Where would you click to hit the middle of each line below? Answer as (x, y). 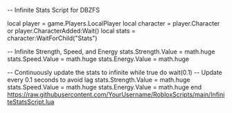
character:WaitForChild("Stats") (52, 38)
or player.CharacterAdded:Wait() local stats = (72, 31)
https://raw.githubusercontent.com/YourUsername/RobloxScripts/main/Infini (116, 94)
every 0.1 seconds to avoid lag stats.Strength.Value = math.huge (99, 80)
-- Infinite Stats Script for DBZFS (54, 10)
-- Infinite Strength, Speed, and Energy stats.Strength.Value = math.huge (111, 52)
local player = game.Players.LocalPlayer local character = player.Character (114, 23)
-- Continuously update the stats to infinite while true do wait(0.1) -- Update (115, 72)
